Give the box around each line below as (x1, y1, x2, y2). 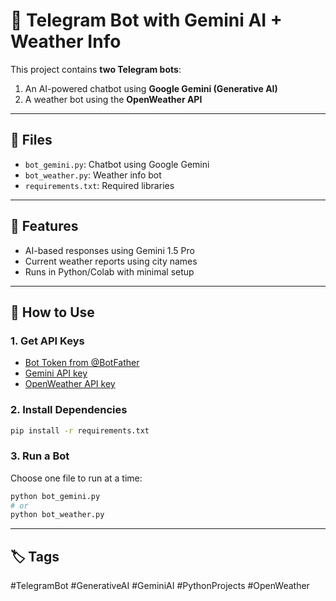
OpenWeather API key (24, 378, 116, 390)
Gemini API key (24, 367, 88, 379)
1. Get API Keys (10, 334, 85, 348)
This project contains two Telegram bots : (10, 63, 182, 75)
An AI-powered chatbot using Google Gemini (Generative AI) (24, 82, 278, 94)
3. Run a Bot (10, 449, 70, 463)
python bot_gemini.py (10, 491, 101, 501)
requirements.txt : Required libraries (24, 179, 175, 191)
